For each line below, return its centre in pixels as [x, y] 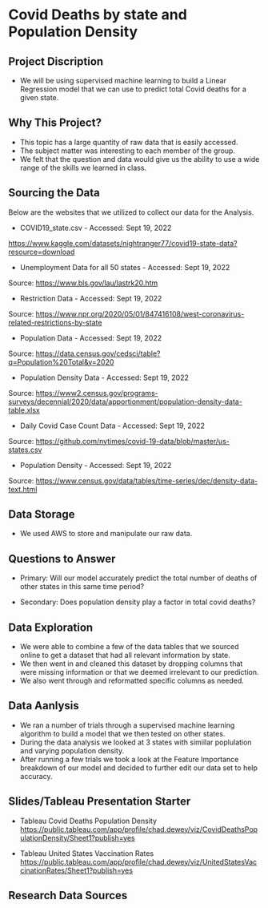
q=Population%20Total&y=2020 [61, 361]
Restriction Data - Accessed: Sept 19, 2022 [91, 298]
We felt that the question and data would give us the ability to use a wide [140, 159]
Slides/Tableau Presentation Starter [100, 802]
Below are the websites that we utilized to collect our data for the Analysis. [131, 212]
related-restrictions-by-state [55, 322]
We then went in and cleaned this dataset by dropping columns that [131, 664]
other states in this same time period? [82, 587]
